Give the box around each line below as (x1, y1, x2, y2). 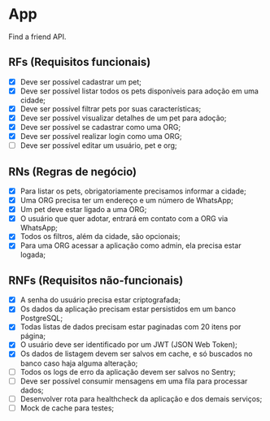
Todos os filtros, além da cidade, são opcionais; (20, 232, 181, 241)
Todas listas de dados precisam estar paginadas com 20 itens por (20, 322, 242, 332)
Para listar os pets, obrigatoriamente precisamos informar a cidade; (20, 186, 246, 196)
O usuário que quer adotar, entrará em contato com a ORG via (20, 214, 229, 224)
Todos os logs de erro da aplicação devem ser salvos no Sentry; (20, 367, 236, 376)
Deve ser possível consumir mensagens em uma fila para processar (20, 375, 248, 386)
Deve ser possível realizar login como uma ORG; (20, 132, 182, 141)
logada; (20, 250, 46, 260)
